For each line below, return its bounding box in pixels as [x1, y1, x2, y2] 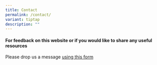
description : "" [5, 21, 40, 27]
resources [5, 43, 28, 49]
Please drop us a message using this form [5, 54, 94, 60]
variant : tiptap [5, 17, 40, 22]
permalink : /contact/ [5, 12, 51, 17]
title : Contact [5, 7, 38, 13]
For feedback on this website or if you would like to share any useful [5, 37, 152, 43]
